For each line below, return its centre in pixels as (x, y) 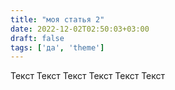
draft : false (37, 38)
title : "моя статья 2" (57, 19)
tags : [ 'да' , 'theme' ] (57, 47)
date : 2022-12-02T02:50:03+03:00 (80, 29)
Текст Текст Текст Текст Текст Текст (88, 76)
